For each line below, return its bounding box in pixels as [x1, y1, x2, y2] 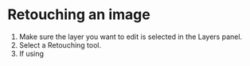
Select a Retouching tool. [18, 40, 102, 49]
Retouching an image [7, 6, 150, 24]
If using [18, 49, 45, 58]
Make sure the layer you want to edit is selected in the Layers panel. [18, 32, 243, 41]
